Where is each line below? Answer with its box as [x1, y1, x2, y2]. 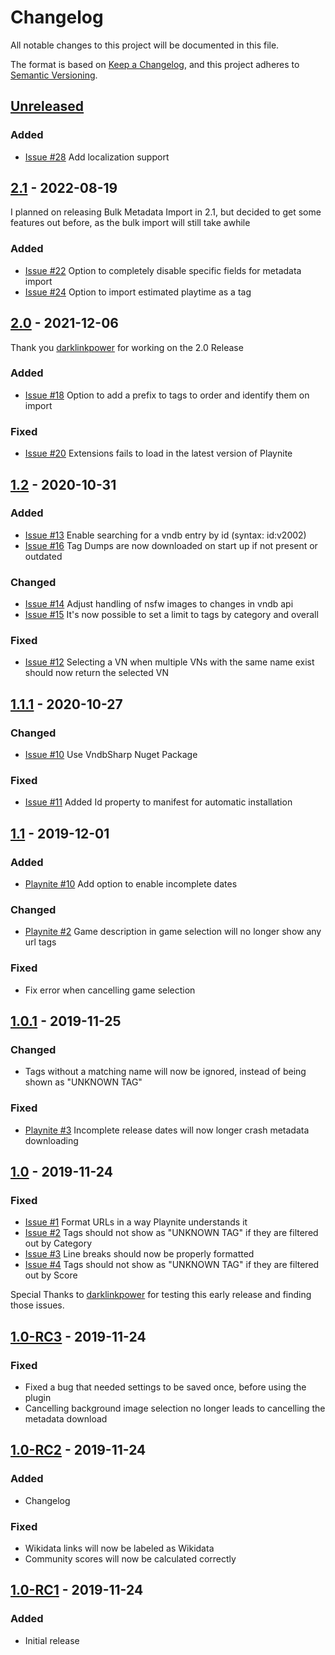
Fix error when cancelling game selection [24, 984, 196, 996]
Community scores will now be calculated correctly [24, 1553, 237, 1565]
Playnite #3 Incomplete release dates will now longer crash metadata [24, 1124, 310, 1136]
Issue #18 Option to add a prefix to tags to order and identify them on [24, 389, 310, 401]
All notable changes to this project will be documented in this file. [10, 39, 280, 51]
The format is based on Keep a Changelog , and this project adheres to [10, 58, 300, 70]
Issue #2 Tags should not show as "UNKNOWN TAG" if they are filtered [24, 1227, 319, 1239]
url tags [24, 936, 57, 948]
